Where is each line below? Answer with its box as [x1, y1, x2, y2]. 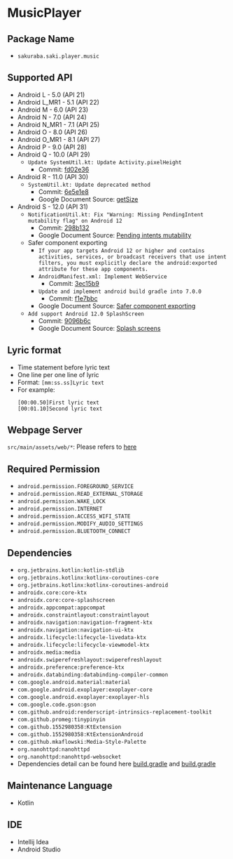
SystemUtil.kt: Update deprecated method [27, 181, 150, 188]
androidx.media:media [17, 649, 80, 656]
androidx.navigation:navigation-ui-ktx [17, 627, 134, 634]
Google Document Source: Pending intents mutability [38, 230, 192, 240]
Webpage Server [7, 424, 83, 436]
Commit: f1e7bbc [48, 294, 98, 303]
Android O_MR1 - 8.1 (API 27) [17, 135, 101, 143]
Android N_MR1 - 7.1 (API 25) [17, 120, 100, 129]
